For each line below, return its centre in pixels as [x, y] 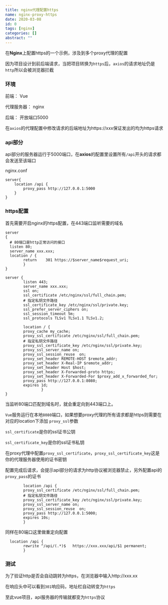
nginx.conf [16, 171]
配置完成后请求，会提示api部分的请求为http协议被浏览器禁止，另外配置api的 [83, 470]
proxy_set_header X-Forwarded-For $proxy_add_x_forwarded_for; [91, 376]
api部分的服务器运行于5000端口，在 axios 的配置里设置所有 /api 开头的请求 [81, 155]
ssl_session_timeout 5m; [49, 314]
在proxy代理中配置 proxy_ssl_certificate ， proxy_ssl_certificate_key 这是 [82, 453]
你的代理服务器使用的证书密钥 [36, 459]
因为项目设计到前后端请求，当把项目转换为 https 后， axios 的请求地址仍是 [80, 63]
